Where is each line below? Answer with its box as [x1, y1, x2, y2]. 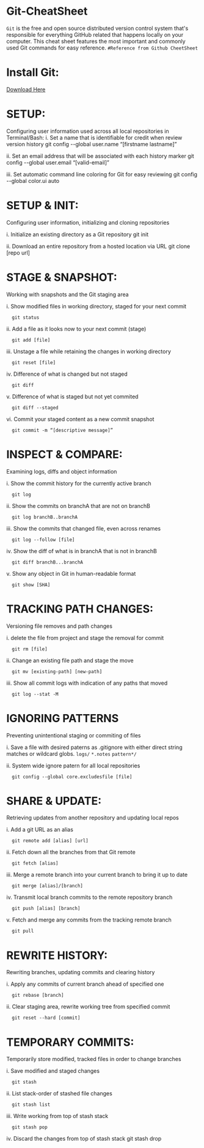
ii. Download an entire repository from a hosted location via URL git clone [6, 242, 191, 250]
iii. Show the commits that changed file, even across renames [6, 524, 161, 532]
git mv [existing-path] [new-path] [12, 668, 103, 674]
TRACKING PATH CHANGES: [6, 602, 154, 616]
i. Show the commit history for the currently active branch [6, 479, 151, 487]
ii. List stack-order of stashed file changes [6, 1090, 113, 1097]
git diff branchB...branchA [12, 559, 84, 565]
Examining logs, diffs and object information [6, 468, 117, 475]
